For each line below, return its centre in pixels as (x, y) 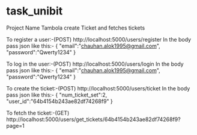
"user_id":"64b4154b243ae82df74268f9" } (59, 101)
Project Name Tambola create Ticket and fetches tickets (76, 28)
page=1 (16, 125)
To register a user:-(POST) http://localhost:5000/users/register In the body (98, 39)
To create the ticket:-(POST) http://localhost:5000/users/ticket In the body (98, 88)
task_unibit (35, 11)
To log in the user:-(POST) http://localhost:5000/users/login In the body (95, 64)
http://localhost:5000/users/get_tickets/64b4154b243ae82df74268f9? (94, 119)
